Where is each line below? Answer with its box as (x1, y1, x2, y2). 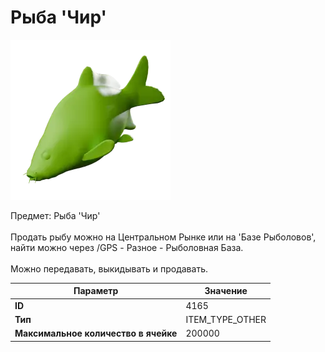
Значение (204, 285, 248, 297)
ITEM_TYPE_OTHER (185, 313, 267, 325)
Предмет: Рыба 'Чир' (10, 209, 101, 221)
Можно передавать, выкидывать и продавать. (10, 262, 208, 275)
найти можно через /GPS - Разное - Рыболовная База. (10, 241, 244, 253)
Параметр (73, 285, 119, 297)
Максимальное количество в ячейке (14, 327, 178, 340)
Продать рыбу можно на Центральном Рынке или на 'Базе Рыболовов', (10, 231, 317, 243)
